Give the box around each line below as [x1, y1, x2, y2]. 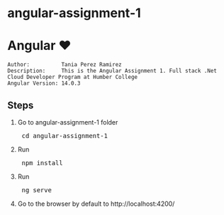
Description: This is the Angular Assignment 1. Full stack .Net [7, 68, 218, 75]
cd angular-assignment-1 [21, 132, 108, 140]
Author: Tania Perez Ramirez [7, 61, 122, 68]
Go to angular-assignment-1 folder [17, 117, 118, 126]
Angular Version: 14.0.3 [7, 80, 81, 87]
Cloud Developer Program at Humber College [7, 73, 138, 81]
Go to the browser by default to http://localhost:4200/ [17, 199, 175, 208]
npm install [21, 159, 63, 167]
